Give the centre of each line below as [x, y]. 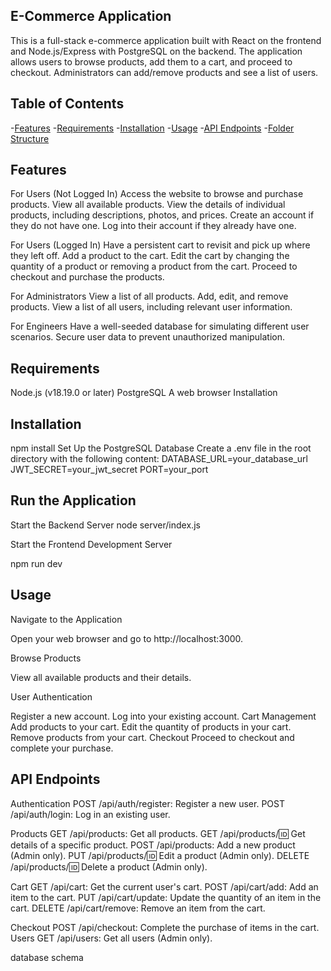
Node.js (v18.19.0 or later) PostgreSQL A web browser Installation [144, 393]
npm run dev [36, 563]
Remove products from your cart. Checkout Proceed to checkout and [152, 737]
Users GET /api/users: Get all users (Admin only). [111, 938]
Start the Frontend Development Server [91, 544]
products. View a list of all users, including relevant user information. [151, 307]
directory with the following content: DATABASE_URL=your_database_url [159, 459]
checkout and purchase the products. [87, 277]
